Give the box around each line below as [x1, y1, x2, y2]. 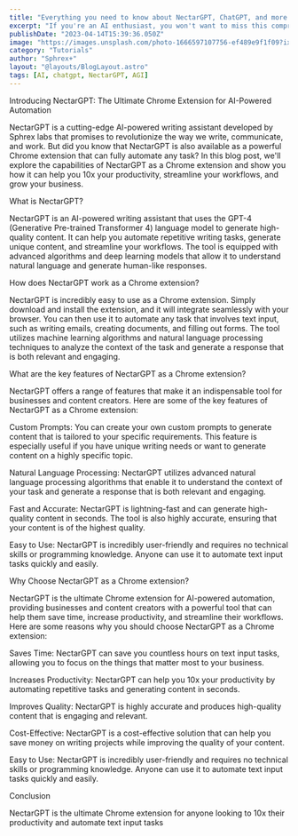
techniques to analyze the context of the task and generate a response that [9, 341, 284, 352]
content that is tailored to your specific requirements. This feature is [9, 431, 257, 442]
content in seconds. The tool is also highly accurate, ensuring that [35, 513, 278, 523]
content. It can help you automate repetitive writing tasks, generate [35, 232, 281, 243]
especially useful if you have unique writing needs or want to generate [9, 441, 266, 451]
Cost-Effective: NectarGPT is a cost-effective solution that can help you [9, 728, 271, 738]
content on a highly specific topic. [9, 450, 134, 460]
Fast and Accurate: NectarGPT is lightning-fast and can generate [9, 503, 247, 514]
